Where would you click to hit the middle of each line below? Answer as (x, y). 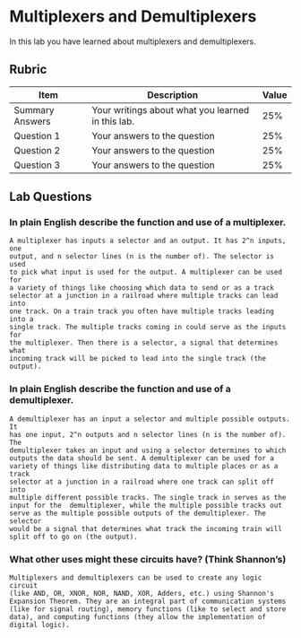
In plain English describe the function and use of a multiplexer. (148, 223)
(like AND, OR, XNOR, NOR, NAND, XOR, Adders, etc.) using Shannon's (142, 594)
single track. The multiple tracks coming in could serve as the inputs (148, 328)
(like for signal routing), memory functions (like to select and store (148, 609)
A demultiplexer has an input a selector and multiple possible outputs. (150, 419)
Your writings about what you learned (171, 109)
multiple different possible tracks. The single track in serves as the (148, 497)
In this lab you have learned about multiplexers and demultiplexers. (133, 41)
